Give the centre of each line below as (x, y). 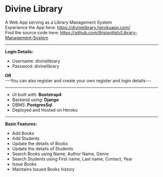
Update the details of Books (40, 143)
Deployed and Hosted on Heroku (45, 110)
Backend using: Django (35, 100)
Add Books (23, 133)
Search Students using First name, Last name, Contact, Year (72, 159)
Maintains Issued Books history (43, 169)
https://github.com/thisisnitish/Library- (98, 32)
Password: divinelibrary (36, 66)
